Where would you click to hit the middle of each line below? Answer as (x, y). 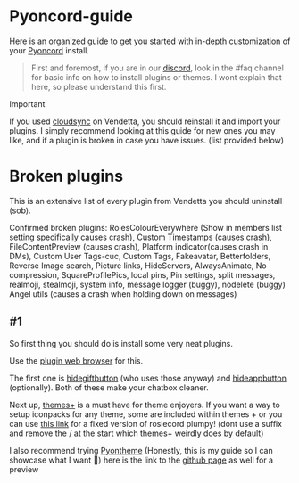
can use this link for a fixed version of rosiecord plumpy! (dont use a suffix (146, 423)
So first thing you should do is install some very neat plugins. (121, 343)
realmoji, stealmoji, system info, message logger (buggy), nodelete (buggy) (147, 284)
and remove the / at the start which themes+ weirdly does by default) (137, 433)
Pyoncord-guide (71, 16)
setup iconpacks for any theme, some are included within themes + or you (146, 414)
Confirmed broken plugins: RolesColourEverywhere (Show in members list (146, 227)
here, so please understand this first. (99, 86)
